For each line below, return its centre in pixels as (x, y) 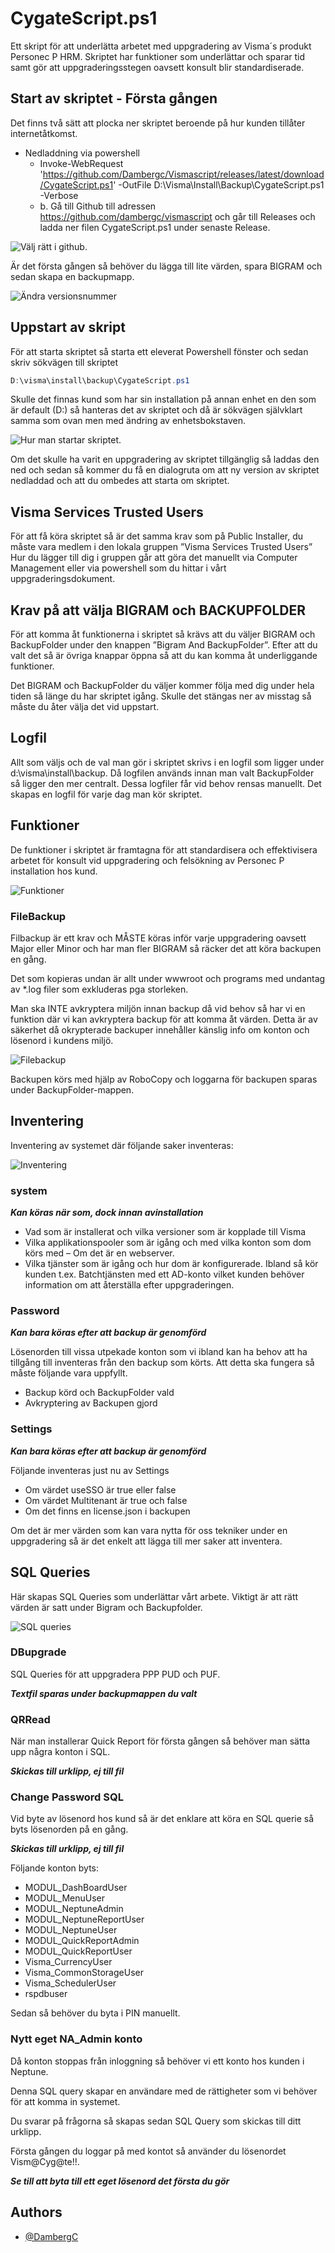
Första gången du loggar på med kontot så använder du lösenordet (148, 2151)
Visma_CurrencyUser (68, 1962)
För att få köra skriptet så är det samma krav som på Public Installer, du (157, 536)
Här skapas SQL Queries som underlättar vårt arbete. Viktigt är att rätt (154, 1596)
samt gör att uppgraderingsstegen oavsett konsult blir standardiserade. (157, 67)
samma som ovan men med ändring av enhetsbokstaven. (128, 421)
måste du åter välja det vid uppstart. (85, 707)
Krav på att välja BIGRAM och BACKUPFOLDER (158, 610)
